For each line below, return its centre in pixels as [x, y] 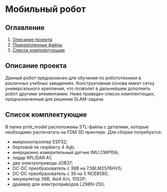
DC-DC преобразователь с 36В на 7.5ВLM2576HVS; [67, 168]
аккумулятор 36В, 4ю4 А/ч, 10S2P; [49, 179]
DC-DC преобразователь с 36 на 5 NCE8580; [60, 174]
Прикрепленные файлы [37, 45]
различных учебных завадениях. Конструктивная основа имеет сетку [80, 83]
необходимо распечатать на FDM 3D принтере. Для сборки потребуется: [84, 132]
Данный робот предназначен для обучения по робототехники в [73, 78]
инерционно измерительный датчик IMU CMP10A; [66, 152]
